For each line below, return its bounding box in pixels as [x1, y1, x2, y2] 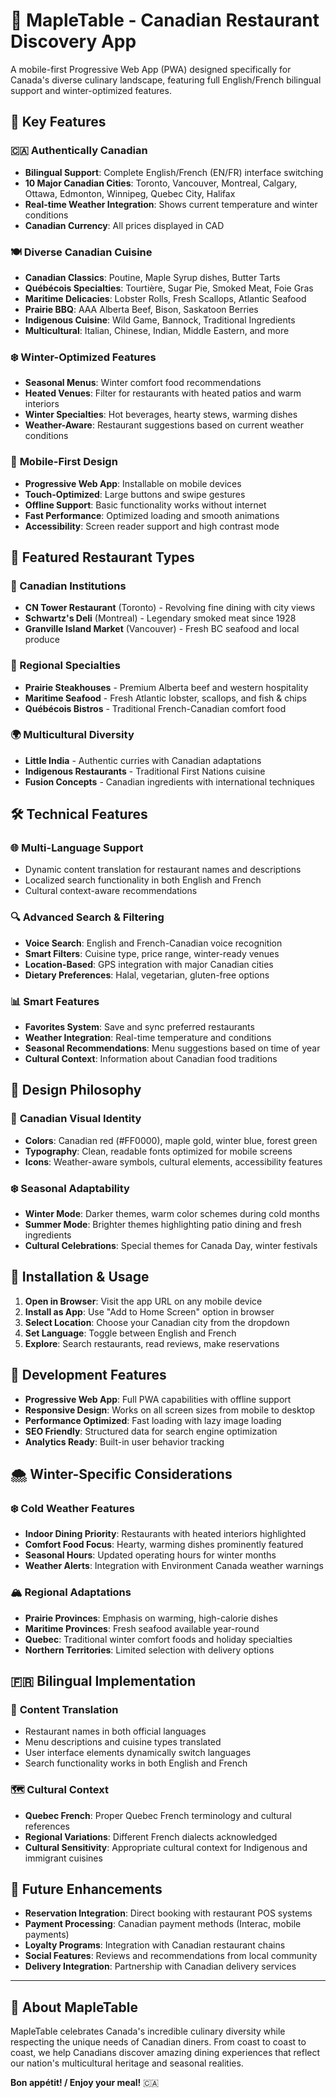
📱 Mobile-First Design [10, 455, 118, 469]
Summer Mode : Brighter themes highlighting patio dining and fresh [24, 1219, 302, 1231]
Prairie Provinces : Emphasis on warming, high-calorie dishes [24, 1612, 278, 1624]
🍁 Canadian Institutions [10, 579, 127, 593]
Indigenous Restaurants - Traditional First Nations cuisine [24, 765, 266, 777]
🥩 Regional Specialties [10, 659, 122, 673]
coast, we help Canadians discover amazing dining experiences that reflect [10, 2047, 321, 2059]
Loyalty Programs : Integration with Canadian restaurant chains [24, 1939, 286, 1951]
